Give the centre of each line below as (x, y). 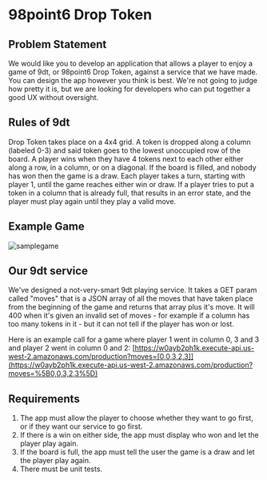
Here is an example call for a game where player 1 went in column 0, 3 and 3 (134, 340)
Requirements (44, 399)
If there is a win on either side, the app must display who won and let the (139, 435)
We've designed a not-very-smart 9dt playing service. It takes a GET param (133, 290)
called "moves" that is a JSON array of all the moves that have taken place (131, 298)
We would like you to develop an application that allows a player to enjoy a (131, 63)
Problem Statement (58, 44)
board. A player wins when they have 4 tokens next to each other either (126, 158)
